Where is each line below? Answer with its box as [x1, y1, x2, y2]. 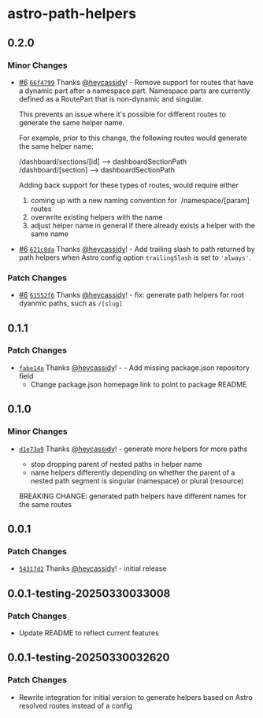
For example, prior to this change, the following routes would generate [18, 133, 247, 142]
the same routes [18, 499, 72, 509]
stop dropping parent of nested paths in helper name [30, 459, 202, 468]
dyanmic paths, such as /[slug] [18, 298, 123, 308]
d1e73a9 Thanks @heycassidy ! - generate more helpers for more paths [18, 444, 248, 453]
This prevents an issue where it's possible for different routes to [18, 109, 226, 119]
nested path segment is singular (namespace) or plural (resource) [30, 476, 244, 485]
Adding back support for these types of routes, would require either [18, 180, 239, 190]
